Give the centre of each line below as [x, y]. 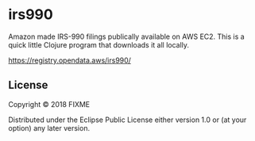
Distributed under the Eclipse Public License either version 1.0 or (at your [127, 120]
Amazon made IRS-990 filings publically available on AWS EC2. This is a [126, 36]
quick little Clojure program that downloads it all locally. [99, 44]
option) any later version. [49, 128]
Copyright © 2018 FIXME [49, 104]
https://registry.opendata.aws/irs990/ [70, 60]
